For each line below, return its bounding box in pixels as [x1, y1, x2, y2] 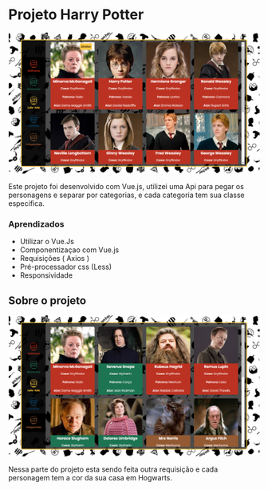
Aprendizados [8, 218, 65, 229]
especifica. [8, 198, 45, 208]
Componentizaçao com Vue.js [19, 245, 120, 255]
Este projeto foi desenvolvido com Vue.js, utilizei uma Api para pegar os [8, 181, 245, 191]
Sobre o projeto [8, 294, 86, 307]
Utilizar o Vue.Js [19, 237, 74, 247]
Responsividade [19, 271, 73, 280]
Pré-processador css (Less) [19, 262, 112, 272]
